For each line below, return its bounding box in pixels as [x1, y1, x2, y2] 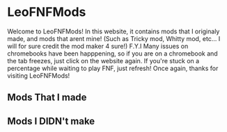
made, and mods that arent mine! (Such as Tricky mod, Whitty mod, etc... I [7, 34, 221, 42]
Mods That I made [7, 92, 87, 104]
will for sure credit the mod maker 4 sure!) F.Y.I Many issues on [7, 42, 189, 50]
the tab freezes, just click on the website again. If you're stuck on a [7, 56, 200, 65]
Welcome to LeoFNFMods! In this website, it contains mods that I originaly [7, 27, 220, 35]
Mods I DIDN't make [7, 115, 95, 127]
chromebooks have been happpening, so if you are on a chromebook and [7, 49, 218, 58]
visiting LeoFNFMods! [7, 71, 70, 80]
